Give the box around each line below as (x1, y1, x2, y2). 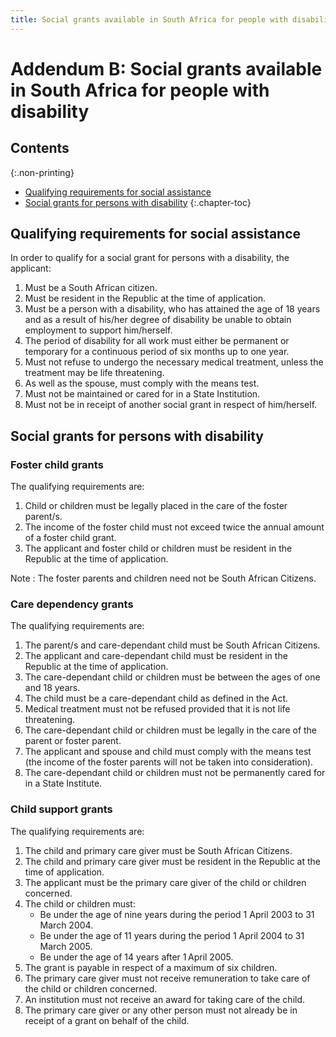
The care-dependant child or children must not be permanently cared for (24, 767, 326, 779)
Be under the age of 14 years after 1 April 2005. (39, 951, 234, 963)
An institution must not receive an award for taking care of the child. (24, 993, 306, 1005)
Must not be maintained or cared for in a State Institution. (24, 388, 261, 400)
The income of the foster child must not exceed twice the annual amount (24, 521, 325, 533)
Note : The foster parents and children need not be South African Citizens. (10, 572, 317, 585)
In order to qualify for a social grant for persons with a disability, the (10, 252, 290, 264)
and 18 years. (24, 682, 81, 694)
